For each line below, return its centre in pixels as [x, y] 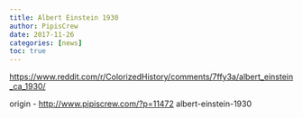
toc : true [28, 51]
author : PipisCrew [44, 26]
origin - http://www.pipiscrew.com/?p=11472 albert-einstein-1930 [131, 104]
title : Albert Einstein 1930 [64, 18]
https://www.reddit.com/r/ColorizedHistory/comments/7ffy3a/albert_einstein [151, 77]
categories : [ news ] [46, 43]
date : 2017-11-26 [42, 34]
